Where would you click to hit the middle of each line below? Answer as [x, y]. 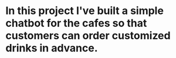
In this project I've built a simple [84, 11]
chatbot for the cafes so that [76, 23]
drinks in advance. [52, 48]
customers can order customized [88, 36]
